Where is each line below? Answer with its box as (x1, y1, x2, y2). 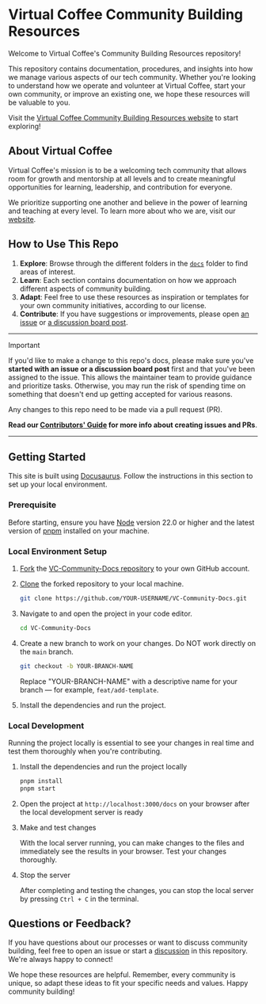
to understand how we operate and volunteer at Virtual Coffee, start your (8, 81, 246, 90)
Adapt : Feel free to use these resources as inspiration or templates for (19, 292, 249, 302)
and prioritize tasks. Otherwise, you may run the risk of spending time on (8, 380, 246, 390)
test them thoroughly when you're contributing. (8, 746, 162, 756)
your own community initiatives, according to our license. (19, 300, 207, 310)
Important (8, 340, 40, 349)
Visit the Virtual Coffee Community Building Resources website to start (8, 113, 239, 122)
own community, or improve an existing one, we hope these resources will (8, 89, 250, 98)
